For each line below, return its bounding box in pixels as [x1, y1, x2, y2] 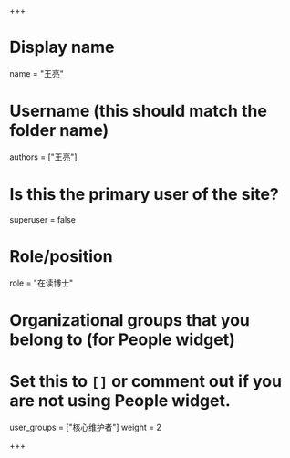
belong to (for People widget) [9, 329, 235, 349]
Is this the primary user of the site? [9, 184, 280, 205]
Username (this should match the [9, 101, 267, 121]
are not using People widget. [9, 390, 231, 411]
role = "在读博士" [9, 277, 74, 288]
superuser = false [9, 213, 76, 224]
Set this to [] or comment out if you [9, 371, 283, 392]
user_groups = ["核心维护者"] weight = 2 [9, 422, 161, 432]
